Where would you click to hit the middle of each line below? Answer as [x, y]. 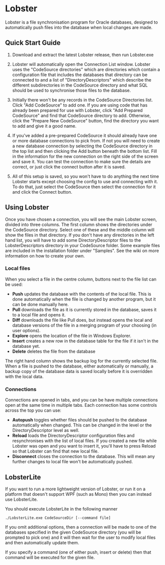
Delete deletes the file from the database [54, 351]
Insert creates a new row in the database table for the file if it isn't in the [85, 341]
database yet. [26, 346]
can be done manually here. [40, 304]
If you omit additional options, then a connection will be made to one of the [81, 527]
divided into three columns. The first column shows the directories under [79, 225]
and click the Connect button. [42, 192]
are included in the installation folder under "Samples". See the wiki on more [82, 251]
